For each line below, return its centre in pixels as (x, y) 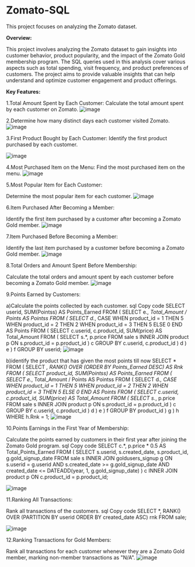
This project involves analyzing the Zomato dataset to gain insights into (91, 49)
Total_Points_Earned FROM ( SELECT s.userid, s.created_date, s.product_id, (97, 451)
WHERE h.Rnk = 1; (28, 416)
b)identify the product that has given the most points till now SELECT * (91, 361)
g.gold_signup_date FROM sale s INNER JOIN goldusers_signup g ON (89, 458)
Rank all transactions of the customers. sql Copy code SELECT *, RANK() (93, 511)
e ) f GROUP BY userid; (34, 349)
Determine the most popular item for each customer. (69, 196)
